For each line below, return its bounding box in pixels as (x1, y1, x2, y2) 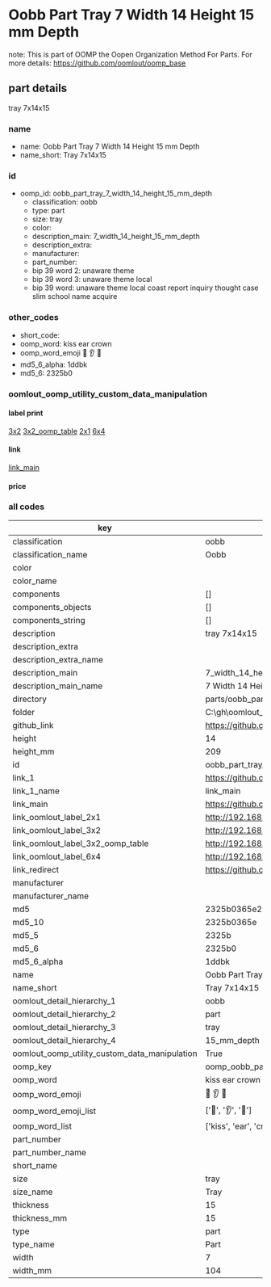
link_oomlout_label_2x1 (12, 811, 102, 822)
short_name (12, 1159, 58, 1171)
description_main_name (12, 680, 103, 692)
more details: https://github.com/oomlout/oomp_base (8, 58, 186, 68)
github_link (12, 719, 54, 730)
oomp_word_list (12, 1121, 73, 1132)
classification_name (12, 549, 88, 560)
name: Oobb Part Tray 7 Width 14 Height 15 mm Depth (19, 141, 200, 151)
